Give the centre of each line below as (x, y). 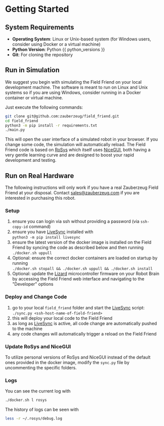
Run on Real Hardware (40, 176)
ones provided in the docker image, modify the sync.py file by (67, 363)
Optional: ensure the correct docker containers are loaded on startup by (85, 258)
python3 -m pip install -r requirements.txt (51, 125)
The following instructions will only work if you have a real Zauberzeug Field (82, 187)
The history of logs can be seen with (42, 410)
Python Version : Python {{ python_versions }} (59, 49)
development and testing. (31, 160)
